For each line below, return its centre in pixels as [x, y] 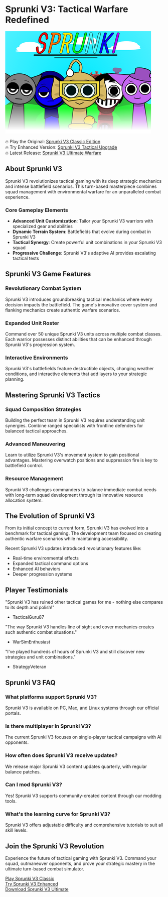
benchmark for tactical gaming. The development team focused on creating [83, 533]
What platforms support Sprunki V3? [51, 697]
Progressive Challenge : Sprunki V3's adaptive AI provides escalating [84, 253]
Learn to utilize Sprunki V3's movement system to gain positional [72, 455]
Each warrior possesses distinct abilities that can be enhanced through [78, 340]
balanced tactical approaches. [36, 431]
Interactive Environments [37, 358]
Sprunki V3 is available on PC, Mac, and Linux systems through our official [82, 708]
